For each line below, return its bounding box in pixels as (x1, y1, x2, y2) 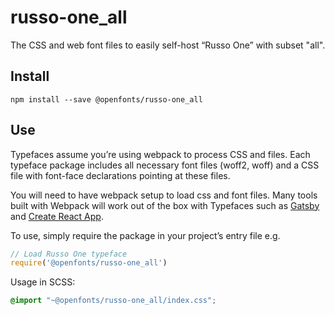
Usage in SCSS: (10, 276, 76, 288)
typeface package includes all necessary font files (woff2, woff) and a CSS (10, 159, 320, 171)
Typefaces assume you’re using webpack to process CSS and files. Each (10, 148, 311, 160)
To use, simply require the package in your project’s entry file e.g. (10, 229, 281, 241)
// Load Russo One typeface (10, 249, 128, 259)
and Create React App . (10, 210, 104, 222)
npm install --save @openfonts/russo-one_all (10, 94, 203, 105)
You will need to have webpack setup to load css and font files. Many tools (10, 189, 318, 201)
